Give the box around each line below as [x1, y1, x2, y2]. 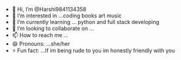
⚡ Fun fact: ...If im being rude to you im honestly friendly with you [12, 47, 176, 54]
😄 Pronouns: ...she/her [12, 40, 70, 47]
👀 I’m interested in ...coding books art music [12, 12, 122, 19]
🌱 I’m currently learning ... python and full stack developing [12, 19, 159, 25]
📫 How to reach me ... [12, 32, 68, 38]
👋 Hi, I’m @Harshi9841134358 [12, 6, 87, 13]
